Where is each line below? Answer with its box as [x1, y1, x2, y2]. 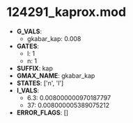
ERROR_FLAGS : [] [16, 108, 69, 117]
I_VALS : [16, 86, 40, 95]
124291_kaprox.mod [6, 4, 127, 20]
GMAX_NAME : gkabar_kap [16, 71, 95, 80]
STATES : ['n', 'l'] [16, 79, 64, 87]
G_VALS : [16, 27, 42, 35]
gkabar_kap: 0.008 [26, 34, 81, 42]
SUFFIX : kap [16, 64, 54, 72]
